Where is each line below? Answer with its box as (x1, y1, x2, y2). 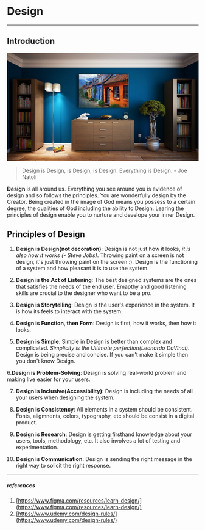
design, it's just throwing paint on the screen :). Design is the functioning (15, 258, 198, 266)
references (7, 481, 35, 489)
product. (15, 419, 38, 426)
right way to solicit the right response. (15, 462, 111, 470)
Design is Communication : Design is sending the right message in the (15, 456, 192, 463)
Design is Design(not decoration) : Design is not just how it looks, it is (15, 245, 191, 253)
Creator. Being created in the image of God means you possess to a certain (7, 198, 196, 206)
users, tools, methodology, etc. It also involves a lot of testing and (15, 437, 181, 445)
